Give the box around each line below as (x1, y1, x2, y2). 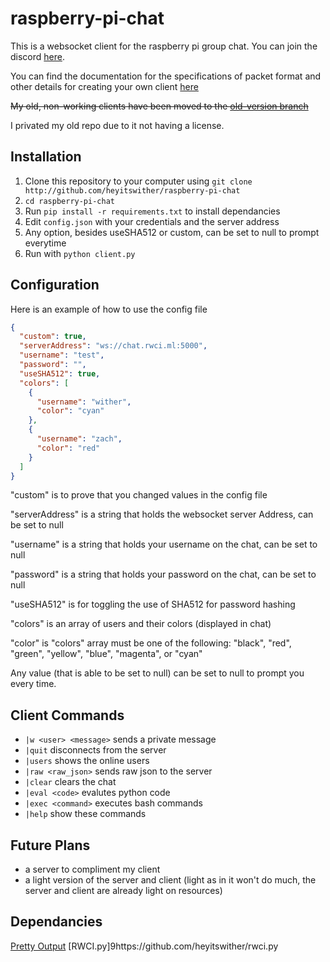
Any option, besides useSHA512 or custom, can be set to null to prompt (24, 226, 320, 238)
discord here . (10, 50, 65, 62)
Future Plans (10, 837, 91, 854)
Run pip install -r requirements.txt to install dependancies (24, 205, 281, 217)
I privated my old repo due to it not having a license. (10, 119, 225, 131)
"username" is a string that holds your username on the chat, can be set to (10, 538, 318, 551)
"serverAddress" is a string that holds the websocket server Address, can (10, 508, 314, 521)
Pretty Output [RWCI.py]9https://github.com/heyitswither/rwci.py (10, 940, 279, 952)
